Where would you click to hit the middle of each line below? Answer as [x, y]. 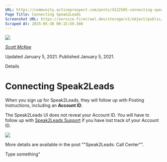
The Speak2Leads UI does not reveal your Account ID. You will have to [77, 115]
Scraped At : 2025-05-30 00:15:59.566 [44, 24]
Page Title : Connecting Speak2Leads [43, 14]
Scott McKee [18, 47]
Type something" [23, 154]
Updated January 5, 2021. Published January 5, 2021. [60, 57]
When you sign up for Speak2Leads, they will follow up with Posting [75, 100]
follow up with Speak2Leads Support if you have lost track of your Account [82, 120]
